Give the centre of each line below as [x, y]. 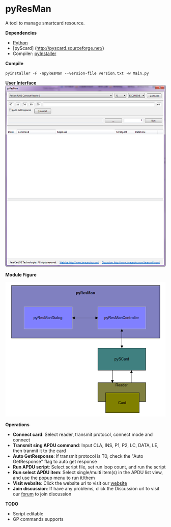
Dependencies [21, 33]
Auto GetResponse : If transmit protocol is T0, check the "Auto [78, 456]
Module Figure [21, 275]
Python [20, 43]
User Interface [21, 82]
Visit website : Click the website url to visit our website [70, 483]
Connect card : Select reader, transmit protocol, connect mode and [83, 435]
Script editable [28, 514]
